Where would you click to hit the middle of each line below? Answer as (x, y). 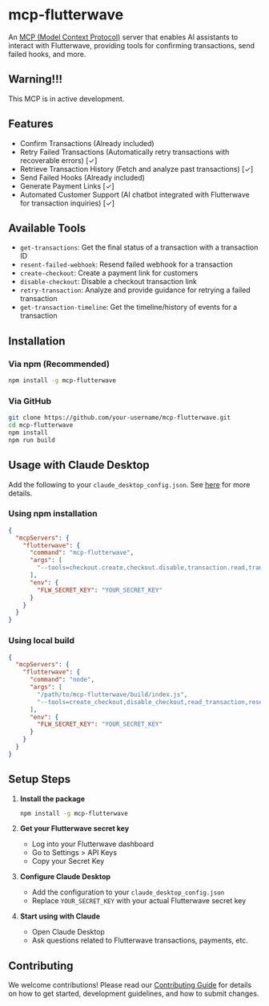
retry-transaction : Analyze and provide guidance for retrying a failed (135, 290)
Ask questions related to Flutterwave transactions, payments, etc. (140, 940)
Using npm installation (53, 514)
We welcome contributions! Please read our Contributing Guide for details (130, 985)
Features (31, 124)
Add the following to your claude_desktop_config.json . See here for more (129, 484)
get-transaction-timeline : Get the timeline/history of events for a (128, 308)
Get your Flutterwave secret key (74, 829)
